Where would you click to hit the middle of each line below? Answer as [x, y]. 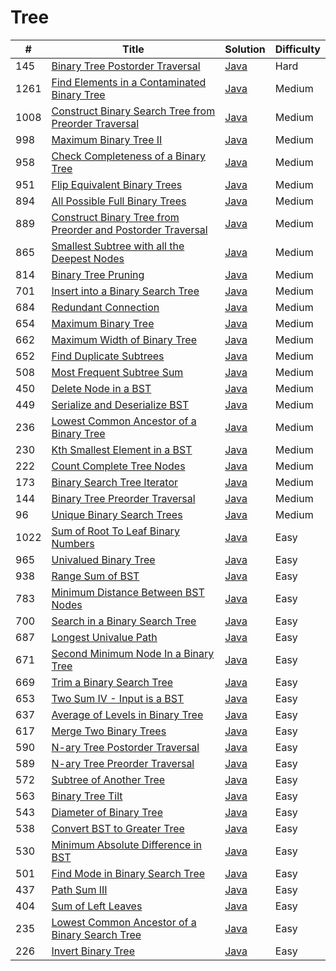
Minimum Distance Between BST [128, 592]
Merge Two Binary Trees [109, 731]
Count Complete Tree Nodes [118, 466]
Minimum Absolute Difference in [126, 844]
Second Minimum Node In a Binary [133, 653]
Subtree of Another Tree [108, 779]
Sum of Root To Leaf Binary [115, 531]
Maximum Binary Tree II [107, 139]
